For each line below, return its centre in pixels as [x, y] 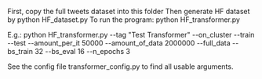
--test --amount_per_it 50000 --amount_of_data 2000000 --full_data [119, 43]
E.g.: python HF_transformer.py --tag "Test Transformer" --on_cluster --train [131, 35]
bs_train [20, 51]
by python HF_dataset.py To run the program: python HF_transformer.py [124, 20]
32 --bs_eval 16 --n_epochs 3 [82, 51]
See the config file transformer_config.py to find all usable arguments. [120, 66]
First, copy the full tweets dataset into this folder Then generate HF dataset [129, 11]
